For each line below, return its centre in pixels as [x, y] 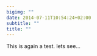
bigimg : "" [20, 12]
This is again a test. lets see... [44, 46]
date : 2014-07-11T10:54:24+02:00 [49, 18]
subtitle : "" [23, 23]
